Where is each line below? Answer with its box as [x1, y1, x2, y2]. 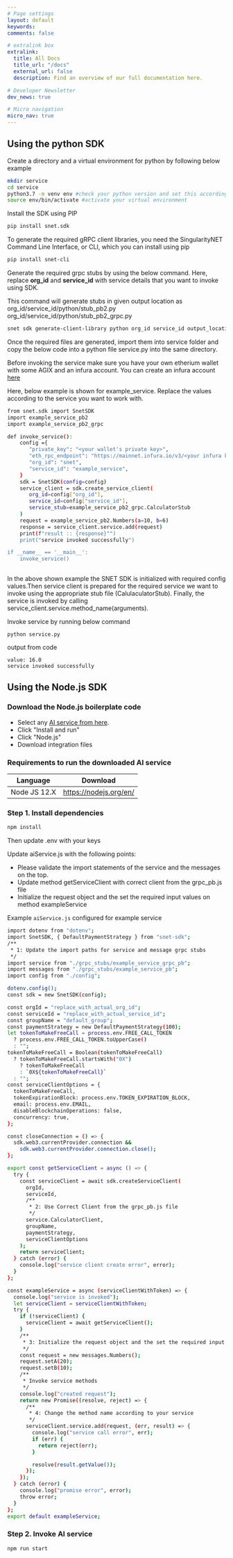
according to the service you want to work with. [7, 394, 144, 402]
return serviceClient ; [19, 1249, 85, 1256]
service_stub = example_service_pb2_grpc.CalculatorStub [28, 505, 191, 511]
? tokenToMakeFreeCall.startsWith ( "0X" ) [13, 1056, 132, 1063]
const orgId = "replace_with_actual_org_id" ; [7, 1003, 141, 1011]
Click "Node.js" [17, 732, 61, 741]
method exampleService [17, 901, 87, 909]
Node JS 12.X [10, 787, 57, 797]
